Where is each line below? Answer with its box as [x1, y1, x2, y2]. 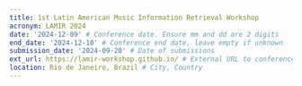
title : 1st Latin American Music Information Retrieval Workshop [9, 13, 259, 22]
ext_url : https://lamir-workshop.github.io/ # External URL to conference [9, 55, 296, 64]
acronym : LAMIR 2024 [9, 21, 87, 30]
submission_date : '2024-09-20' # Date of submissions [9, 47, 216, 56]
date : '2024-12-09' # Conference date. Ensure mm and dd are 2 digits [9, 30, 280, 39]
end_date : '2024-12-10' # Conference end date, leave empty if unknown [9, 38, 283, 47]
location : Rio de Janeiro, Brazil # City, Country [9, 64, 203, 73]
